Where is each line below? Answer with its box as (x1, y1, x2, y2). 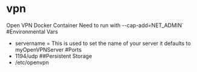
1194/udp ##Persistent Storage (15, 52, 92, 59)
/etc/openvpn (15, 59, 50, 66)
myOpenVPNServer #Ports (15, 46, 82, 53)
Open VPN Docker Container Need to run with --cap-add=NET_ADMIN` (6, 22, 184, 29)
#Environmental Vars (6, 28, 59, 35)
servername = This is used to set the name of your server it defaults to (15, 40, 192, 47)
